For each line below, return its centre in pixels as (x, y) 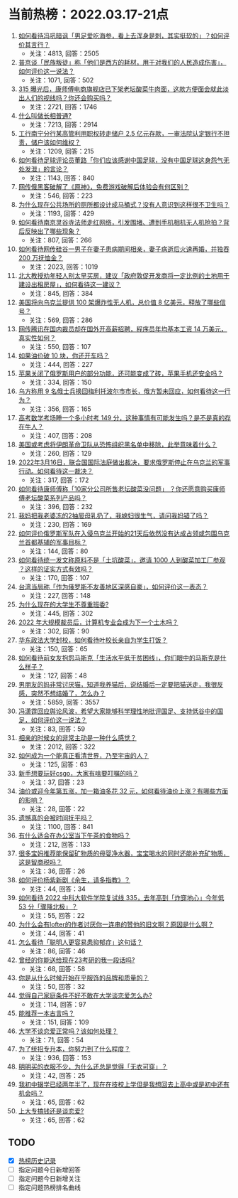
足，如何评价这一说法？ (52, 720)
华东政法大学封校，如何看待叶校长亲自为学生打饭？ (93, 640)
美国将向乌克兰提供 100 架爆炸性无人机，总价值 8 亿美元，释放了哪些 (119, 302)
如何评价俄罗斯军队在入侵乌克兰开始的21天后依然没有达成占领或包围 (118, 533)
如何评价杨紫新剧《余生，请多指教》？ (74, 879)
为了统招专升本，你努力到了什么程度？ (74, 1049)
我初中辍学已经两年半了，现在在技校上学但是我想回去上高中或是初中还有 (124, 1084)
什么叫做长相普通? (45, 115)
